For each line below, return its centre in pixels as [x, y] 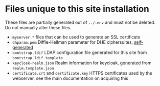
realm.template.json [33, 68]
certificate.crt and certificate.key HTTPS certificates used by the [82, 73]
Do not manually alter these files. [38, 27]
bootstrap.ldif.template [37, 58]
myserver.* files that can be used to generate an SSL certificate [76, 37]
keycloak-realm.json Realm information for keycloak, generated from [82, 63]
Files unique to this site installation [77, 9]
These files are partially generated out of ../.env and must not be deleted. [80, 22]
